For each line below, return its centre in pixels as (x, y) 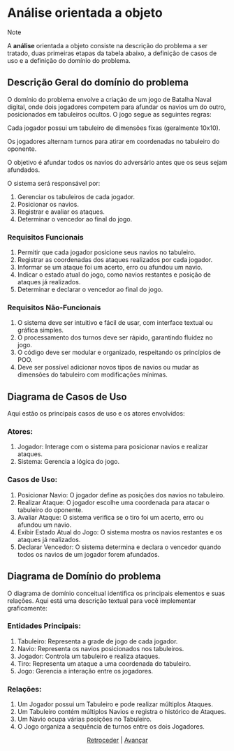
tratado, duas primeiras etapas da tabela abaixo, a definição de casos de (112, 53)
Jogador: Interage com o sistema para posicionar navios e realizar (112, 447)
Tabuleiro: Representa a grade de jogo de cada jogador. (97, 641)
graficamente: (27, 608)
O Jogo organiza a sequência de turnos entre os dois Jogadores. (111, 727)
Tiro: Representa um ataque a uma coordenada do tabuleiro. (104, 663)
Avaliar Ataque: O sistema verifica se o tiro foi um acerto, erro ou (110, 517)
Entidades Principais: (44, 626)
